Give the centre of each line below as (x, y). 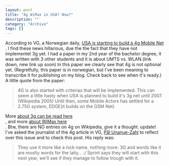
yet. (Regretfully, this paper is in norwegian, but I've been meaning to (77, 70)
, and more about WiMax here (36, 122)
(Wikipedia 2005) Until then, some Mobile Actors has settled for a (86, 101)
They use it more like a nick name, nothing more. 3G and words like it (89, 147)
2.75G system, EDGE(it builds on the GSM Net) (66, 106)
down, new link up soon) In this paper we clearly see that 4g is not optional (83, 65)
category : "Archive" (27, 24)
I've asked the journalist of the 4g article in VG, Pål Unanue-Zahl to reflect (82, 132)
